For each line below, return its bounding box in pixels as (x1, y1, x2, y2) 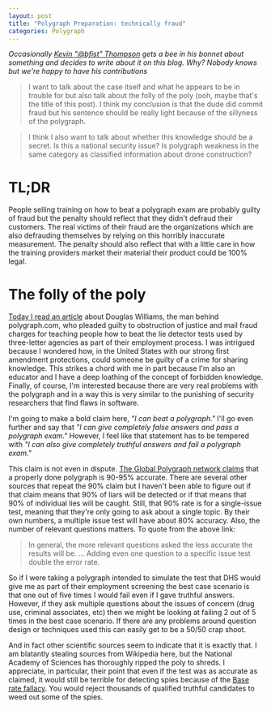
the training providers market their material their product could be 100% (8, 248, 248, 258)
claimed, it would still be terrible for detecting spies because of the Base (8, 675, 249, 685)
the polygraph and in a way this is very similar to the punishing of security (8, 389, 255, 399)
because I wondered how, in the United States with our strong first (8, 346, 230, 356)
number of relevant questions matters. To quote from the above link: (8, 524, 236, 534)
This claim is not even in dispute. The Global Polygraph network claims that (8, 464, 259, 474)
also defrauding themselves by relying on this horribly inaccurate (8, 230, 225, 240)
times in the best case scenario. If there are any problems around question (8, 616, 257, 626)
